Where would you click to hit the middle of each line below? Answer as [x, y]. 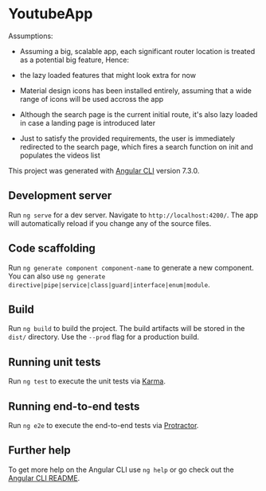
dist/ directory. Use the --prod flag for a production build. [104, 337]
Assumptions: [31, 36]
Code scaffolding [52, 249]
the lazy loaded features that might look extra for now [108, 75]
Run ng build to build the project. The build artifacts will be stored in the [127, 329]
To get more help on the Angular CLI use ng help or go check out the [121, 470]
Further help [40, 450]
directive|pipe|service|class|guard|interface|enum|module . [109, 284]
